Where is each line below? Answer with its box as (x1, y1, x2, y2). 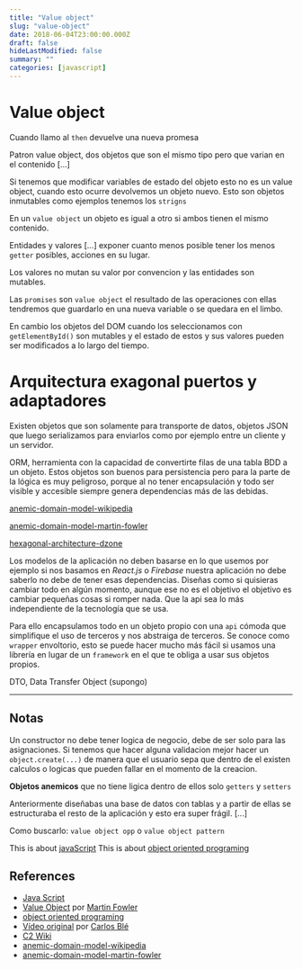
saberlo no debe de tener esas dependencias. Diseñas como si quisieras (9, 574, 279, 585)
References (9, 868, 75, 884)
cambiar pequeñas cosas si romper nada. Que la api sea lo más (9, 593, 244, 604)
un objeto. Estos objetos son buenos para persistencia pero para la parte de (9, 466, 290, 477)
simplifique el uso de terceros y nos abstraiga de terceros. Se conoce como (9, 630, 290, 641)
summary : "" (9, 55, 54, 64)
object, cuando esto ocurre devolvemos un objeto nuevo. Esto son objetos (9, 185, 285, 196)
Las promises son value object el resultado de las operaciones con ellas (9, 293, 277, 304)
